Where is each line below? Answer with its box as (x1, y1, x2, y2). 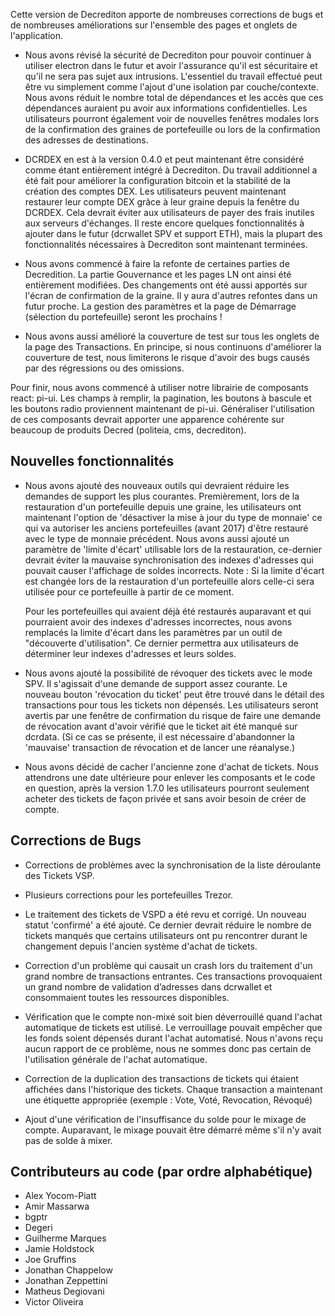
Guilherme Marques (24, 1232, 107, 1244)
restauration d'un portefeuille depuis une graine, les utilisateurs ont (24, 500, 302, 513)
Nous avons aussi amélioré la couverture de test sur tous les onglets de (24, 330, 320, 342)
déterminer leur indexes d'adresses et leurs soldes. (24, 647, 237, 659)
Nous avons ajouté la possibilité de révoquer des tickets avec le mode (24, 667, 313, 679)
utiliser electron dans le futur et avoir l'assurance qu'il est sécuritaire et (24, 60, 318, 71)
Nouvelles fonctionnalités (10, 453, 175, 470)
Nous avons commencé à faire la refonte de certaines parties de (24, 258, 290, 269)
